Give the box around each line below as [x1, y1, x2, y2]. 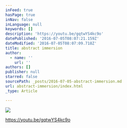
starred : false [5, 74, 38, 79]
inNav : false [5, 17, 33, 22]
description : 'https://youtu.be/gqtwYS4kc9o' [5, 31, 104, 36]
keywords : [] [5, 27, 33, 32]
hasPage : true [5, 12, 36, 17]
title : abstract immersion [5, 46, 63, 51]
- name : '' [10, 55, 33, 60]
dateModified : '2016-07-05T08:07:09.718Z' [5, 41, 97, 46]
